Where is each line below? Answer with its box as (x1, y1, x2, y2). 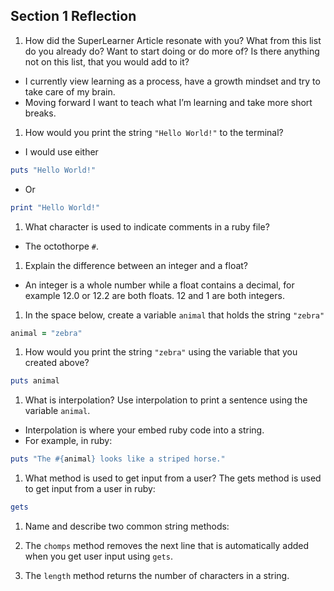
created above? (24, 357, 90, 369)
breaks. (24, 107, 57, 119)
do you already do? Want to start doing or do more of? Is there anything (24, 45, 320, 57)
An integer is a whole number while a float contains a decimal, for (24, 279, 295, 291)
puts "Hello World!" (10, 165, 97, 175)
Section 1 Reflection (10, 8, 137, 25)
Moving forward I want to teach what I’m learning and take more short (24, 96, 313, 108)
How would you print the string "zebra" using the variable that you (24, 346, 298, 358)
